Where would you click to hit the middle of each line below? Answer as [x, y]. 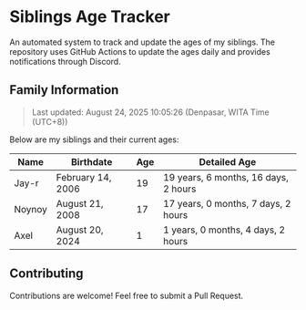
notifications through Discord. [65, 61]
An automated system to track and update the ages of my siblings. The [143, 42]
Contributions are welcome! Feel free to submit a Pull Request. [127, 295]
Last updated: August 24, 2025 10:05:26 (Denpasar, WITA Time [151, 112]
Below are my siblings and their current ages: [94, 139]
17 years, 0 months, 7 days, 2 [227, 203]
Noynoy [31, 209]
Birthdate [92, 161]
